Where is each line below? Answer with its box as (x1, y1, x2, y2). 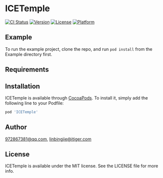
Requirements (5, 65, 49, 74)
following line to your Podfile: (5, 100, 64, 106)
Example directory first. (5, 51, 52, 57)
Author (5, 123, 27, 132)
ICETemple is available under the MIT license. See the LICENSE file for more (5, 163, 158, 169)
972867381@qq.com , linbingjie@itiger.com (5, 136, 92, 142)
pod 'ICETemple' (5, 109, 38, 115)
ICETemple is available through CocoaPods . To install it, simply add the (5, 95, 148, 100)
